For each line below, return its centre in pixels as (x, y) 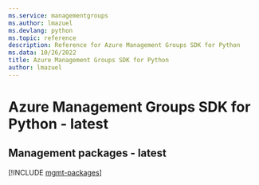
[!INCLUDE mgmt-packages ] (55, 172)
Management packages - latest (88, 154)
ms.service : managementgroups (59, 16)
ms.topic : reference (43, 38)
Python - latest (59, 124)
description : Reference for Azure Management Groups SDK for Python (124, 45)
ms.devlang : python (41, 30)
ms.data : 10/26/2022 (43, 53)
